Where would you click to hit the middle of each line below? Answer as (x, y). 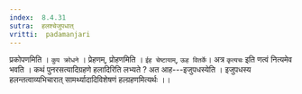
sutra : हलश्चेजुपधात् (41, 26)
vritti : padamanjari (50, 34)
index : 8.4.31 (38, 17)
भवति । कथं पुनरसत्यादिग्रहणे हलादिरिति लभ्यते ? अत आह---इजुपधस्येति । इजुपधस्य (130, 70)
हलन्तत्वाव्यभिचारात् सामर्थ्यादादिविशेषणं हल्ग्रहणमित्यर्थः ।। (90, 80)
